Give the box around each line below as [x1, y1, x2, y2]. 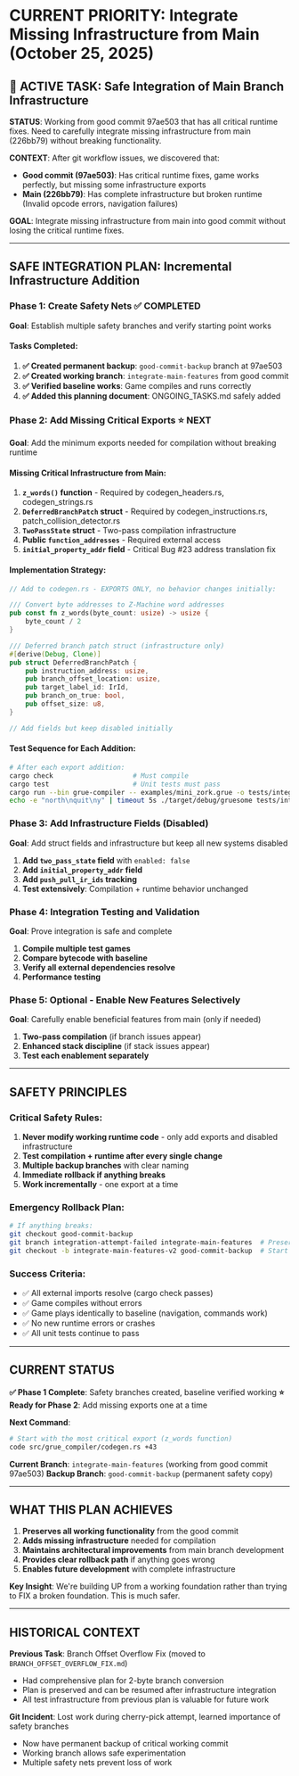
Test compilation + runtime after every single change [21, 1150, 223, 1161]
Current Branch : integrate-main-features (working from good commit [9, 1458, 269, 1469]
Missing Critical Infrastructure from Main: [9, 467, 166, 478]
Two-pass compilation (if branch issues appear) [21, 1031, 202, 1042]
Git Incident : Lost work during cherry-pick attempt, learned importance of [9, 1712, 281, 1722]
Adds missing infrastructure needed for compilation [21, 1535, 216, 1546]
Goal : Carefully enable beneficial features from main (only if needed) [9, 1014, 262, 1025]
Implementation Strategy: [9, 564, 107, 575]
